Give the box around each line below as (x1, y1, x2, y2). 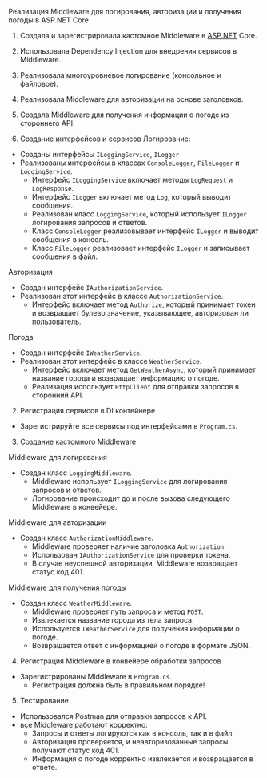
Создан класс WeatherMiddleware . (19, 599, 133, 607)
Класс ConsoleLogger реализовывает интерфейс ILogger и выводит (31, 226, 259, 236)
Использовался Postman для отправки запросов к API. (19, 711, 208, 720)
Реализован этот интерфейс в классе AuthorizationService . (19, 292, 224, 300)
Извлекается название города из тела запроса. (31, 615, 194, 624)
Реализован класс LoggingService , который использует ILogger (31, 209, 248, 219)
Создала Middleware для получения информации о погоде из (19, 110, 229, 119)
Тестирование (19, 696, 70, 705)
